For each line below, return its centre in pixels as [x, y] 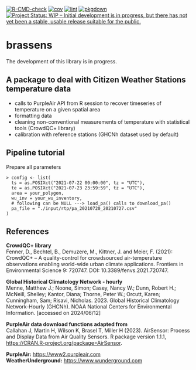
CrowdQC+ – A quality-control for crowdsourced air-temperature [84, 258]
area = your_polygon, [38, 193]
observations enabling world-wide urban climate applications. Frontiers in [95, 264]
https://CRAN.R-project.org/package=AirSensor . [64, 343]
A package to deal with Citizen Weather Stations [96, 80]
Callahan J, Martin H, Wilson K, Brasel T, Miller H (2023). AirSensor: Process [98, 331]
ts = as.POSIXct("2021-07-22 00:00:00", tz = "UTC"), [78, 183]
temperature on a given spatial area [57, 109]
